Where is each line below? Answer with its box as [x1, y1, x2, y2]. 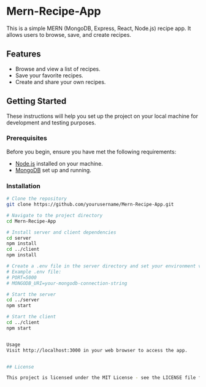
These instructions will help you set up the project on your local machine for [6, 112, 198, 120]
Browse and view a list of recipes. [15, 65, 101, 72]
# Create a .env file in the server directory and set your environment [6, 263, 196, 269]
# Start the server [6, 291, 56, 297]
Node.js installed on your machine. [15, 159, 103, 167]
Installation [6, 182, 41, 190]
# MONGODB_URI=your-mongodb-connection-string [6, 280, 128, 286]
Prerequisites [6, 134, 47, 142]
